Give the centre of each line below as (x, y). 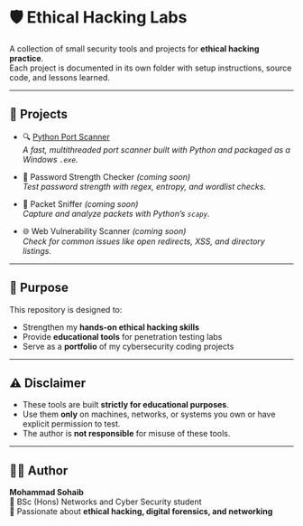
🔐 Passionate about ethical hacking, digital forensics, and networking (141, 512)
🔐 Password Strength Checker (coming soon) (106, 176)
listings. (37, 250)
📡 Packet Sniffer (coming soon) (80, 203)
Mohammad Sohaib (46, 493)
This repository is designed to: (66, 309)
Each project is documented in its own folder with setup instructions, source (151, 68)
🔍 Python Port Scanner (66, 136)
